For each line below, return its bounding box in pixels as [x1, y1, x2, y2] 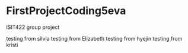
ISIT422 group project [6, 24, 60, 31]
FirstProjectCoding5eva [6, 4, 126, 18]
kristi [6, 41, 18, 48]
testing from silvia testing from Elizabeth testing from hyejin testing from [6, 35, 183, 42]
